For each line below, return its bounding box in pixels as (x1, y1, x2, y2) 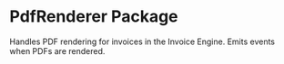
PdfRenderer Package (9, 6, 179, 27)
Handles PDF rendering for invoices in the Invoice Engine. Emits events (9, 36, 276, 47)
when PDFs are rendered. (9, 45, 106, 56)
